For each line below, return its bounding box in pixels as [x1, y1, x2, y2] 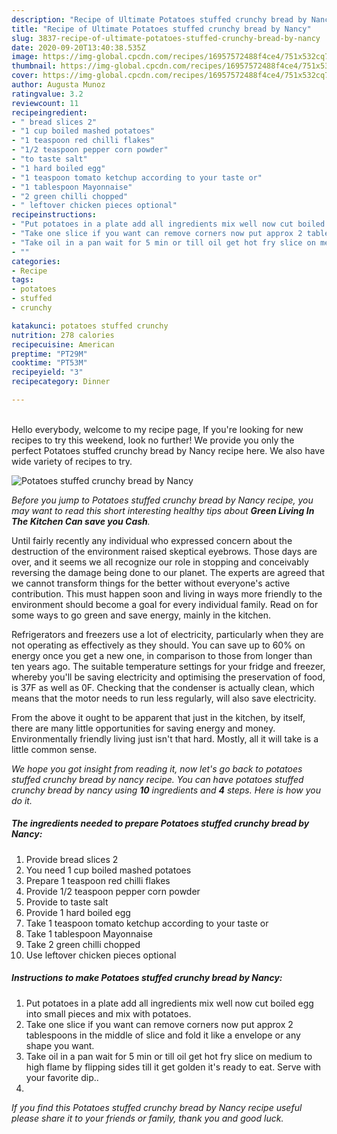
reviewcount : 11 [11, 98, 79, 108]
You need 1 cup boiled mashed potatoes [25, 864, 192, 876]
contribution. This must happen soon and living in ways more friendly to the [11, 587, 323, 600]
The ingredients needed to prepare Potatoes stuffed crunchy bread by [11, 817, 310, 830]
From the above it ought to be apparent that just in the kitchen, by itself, [11, 711, 306, 723]
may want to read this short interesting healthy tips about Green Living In [11, 504, 315, 516]
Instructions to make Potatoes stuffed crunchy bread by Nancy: [11, 972, 283, 984]
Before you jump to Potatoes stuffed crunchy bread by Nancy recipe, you [11, 494, 314, 506]
